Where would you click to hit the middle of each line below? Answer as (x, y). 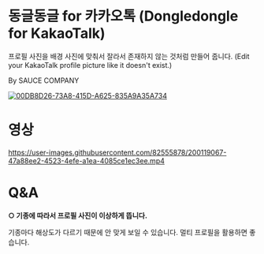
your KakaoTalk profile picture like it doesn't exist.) (90, 65)
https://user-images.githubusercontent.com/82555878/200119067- (117, 152)
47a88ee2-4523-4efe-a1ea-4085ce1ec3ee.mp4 (87, 161)
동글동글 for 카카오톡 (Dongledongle (123, 16)
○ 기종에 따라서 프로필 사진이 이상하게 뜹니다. (78, 215)
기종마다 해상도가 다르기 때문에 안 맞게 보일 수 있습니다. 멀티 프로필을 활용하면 (128, 232)
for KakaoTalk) (57, 34)
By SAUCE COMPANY (44, 80)
